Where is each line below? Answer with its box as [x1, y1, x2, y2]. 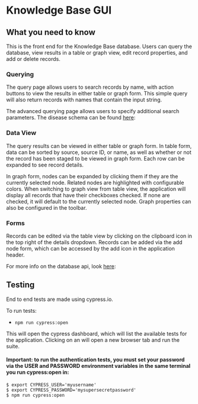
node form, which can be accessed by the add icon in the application [6, 245, 175, 252]
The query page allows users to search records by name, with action [6, 84, 174, 91]
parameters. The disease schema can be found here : [6, 114, 136, 121]
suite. [6, 342, 20, 350]
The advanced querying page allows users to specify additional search [6, 108, 180, 115]
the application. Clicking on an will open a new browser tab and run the [6, 336, 180, 344]
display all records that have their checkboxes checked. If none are [6, 191, 170, 198]
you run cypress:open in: [6, 368, 69, 376]
